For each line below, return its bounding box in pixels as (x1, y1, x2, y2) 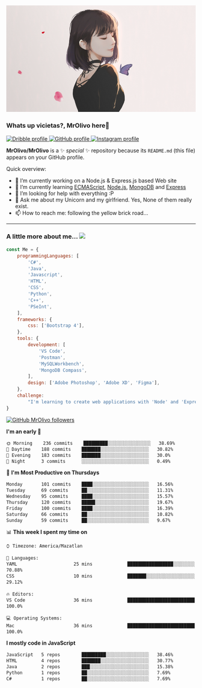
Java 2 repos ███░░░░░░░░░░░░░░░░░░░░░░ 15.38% (6, 663, 173, 670)
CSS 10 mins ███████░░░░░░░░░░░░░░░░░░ (6, 573, 195, 579)
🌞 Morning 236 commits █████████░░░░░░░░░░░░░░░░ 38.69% (6, 440, 176, 446)
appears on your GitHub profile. (6, 153, 85, 161)
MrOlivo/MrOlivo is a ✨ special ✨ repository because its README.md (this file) (6, 147, 195, 154)
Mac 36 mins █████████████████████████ (6, 622, 195, 628)
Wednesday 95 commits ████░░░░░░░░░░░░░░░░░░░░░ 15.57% (6, 493, 173, 499)
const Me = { (6, 246, 39, 252)
